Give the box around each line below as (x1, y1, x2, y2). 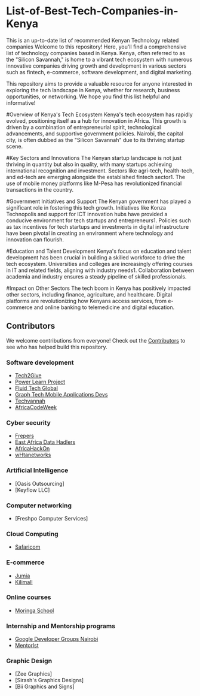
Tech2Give (14, 372, 42, 379)
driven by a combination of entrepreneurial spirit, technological (6, 123, 161, 131)
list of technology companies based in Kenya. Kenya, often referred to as (6, 49, 186, 56)
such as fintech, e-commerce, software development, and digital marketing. (6, 68, 193, 75)
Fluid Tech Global (14, 385, 59, 392)
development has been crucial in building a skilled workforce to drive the (6, 253, 185, 261)
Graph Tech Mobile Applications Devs (14, 391, 108, 398)
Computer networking (6, 501, 72, 510)
